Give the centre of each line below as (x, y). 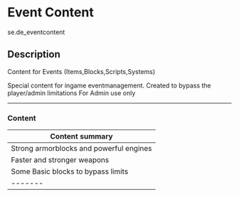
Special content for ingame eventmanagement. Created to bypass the (109, 85)
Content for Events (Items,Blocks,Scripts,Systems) (81, 71)
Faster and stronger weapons (60, 160)
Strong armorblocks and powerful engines (81, 149)
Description (34, 54)
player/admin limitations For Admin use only (71, 92)
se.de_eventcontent (36, 32)
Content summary (81, 137)
